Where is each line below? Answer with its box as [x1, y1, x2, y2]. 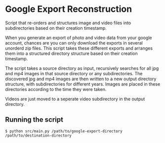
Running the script [5, 115, 63, 124]
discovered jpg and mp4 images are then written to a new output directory [5, 76, 157, 82]
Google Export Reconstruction [5, 3, 132, 15]
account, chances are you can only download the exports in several [5, 40, 143, 46]
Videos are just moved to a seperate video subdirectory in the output [5, 95, 145, 102]
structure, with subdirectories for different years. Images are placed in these [5, 81, 161, 87]
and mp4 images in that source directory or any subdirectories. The [5, 70, 143, 76]
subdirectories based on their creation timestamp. [5, 25, 107, 31]
